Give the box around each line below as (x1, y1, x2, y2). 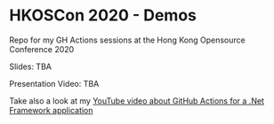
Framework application (9, 105, 93, 115)
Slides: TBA (9, 61, 52, 72)
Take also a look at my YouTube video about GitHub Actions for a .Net (9, 95, 265, 106)
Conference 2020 (9, 43, 75, 54)
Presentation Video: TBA (9, 78, 100, 89)
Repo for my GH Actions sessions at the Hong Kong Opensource (9, 35, 246, 45)
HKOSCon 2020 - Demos (9, 5, 197, 26)
